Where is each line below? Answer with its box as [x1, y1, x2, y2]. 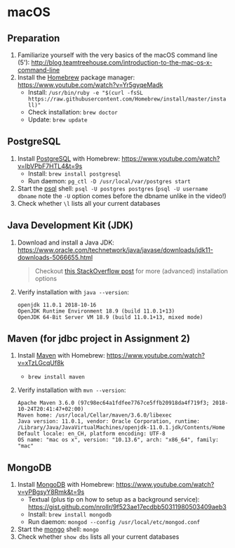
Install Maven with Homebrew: [17, 351, 105, 360]
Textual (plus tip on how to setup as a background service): [27, 495, 200, 504]
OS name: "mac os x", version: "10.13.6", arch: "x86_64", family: [17, 436, 219, 443]
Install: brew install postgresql [27, 169, 121, 178]
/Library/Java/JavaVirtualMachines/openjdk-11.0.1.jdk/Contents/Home [17, 424, 226, 431]
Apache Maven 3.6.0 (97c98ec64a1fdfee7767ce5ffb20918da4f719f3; [17, 400, 210, 407]
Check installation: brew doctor [27, 108, 118, 116]
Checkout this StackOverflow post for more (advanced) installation [34, 266, 228, 275]
